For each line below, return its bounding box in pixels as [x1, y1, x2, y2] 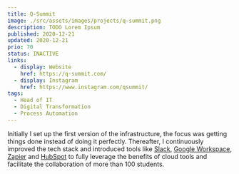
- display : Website [14, 63, 72, 71]
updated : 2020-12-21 [7, 37, 69, 44]
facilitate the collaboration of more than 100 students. [7, 160, 165, 168]
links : [7, 57, 27, 64]
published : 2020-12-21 [7, 30, 75, 38]
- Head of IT [14, 97, 53, 104]
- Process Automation [14, 110, 78, 117]
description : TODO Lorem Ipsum [7, 24, 101, 31]
